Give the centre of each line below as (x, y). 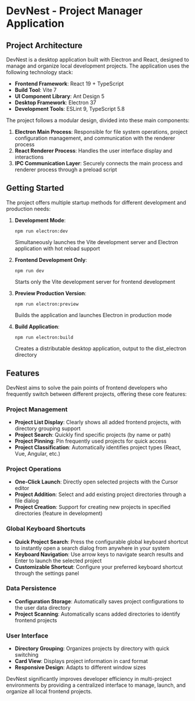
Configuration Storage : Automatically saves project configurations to (99, 601)
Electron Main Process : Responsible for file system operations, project (101, 132)
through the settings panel (47, 573)
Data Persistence (31, 588)
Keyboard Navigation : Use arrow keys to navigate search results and (99, 554)
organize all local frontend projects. (49, 692)
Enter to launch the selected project (58, 561)
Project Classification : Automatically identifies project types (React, (98, 447)
